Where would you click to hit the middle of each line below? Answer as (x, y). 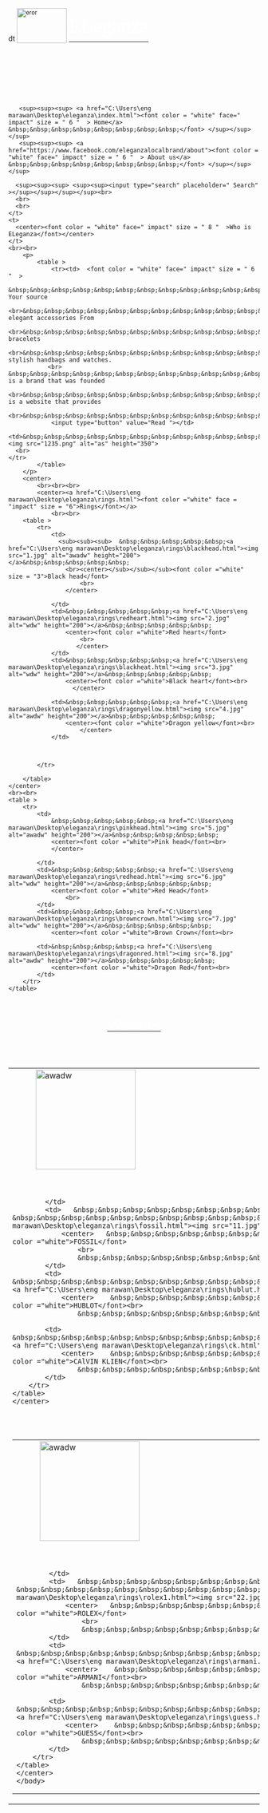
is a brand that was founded (57, 381)
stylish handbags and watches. (60, 360)
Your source (28, 297)
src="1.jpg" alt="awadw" (49, 556)
